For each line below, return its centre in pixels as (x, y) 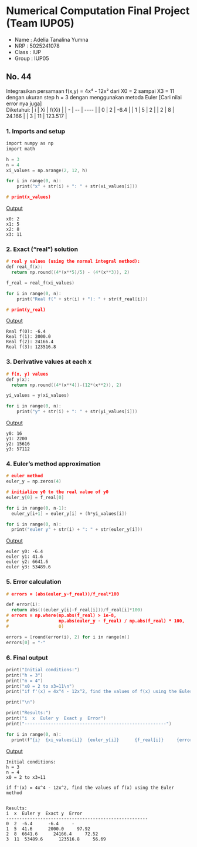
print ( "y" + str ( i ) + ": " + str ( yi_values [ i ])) (77, 412)
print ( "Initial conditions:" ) (43, 669)
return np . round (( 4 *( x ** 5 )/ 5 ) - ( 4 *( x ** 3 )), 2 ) (71, 272)
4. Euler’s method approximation (53, 464)
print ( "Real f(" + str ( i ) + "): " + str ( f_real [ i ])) (82, 299)
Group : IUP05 (32, 58)
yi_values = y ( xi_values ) (38, 396)
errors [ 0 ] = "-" (26, 642)
